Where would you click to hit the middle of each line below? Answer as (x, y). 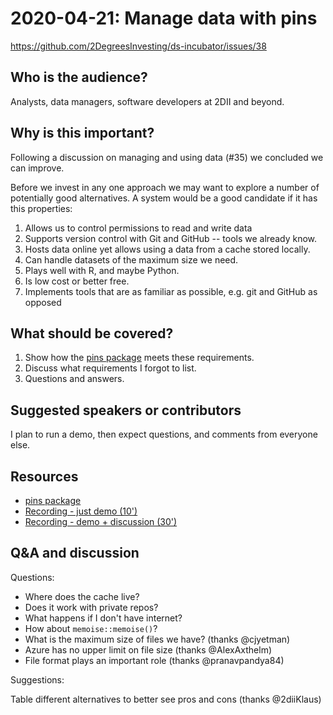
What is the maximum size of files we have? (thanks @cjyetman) (157, 639)
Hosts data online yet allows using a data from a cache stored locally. (167, 249)
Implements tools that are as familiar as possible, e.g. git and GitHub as (171, 291)
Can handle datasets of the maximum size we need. (131, 259)
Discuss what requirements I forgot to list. (110, 368)
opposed (43, 302)
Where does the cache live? (82, 596)
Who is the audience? (79, 77)
